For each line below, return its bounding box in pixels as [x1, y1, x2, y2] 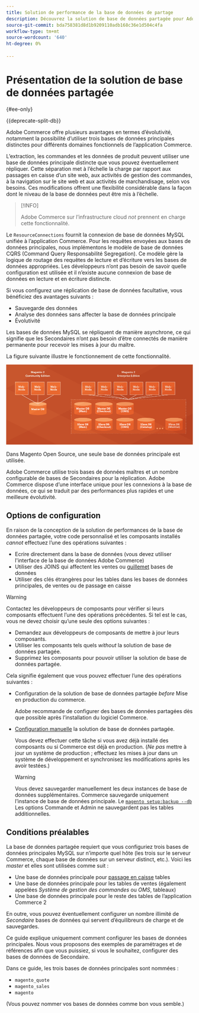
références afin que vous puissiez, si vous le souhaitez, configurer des [6, 947, 179, 954]
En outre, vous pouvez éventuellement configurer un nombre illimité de [6, 910, 179, 917]
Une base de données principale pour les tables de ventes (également [14, 880, 187, 887]
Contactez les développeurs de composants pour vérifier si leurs [6, 605, 165, 612]
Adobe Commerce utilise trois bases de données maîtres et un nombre [6, 468, 179, 475]
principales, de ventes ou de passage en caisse [14, 581, 131, 589]
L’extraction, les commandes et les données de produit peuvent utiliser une [6, 152, 190, 159]
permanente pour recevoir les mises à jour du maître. [6, 341, 136, 348]
